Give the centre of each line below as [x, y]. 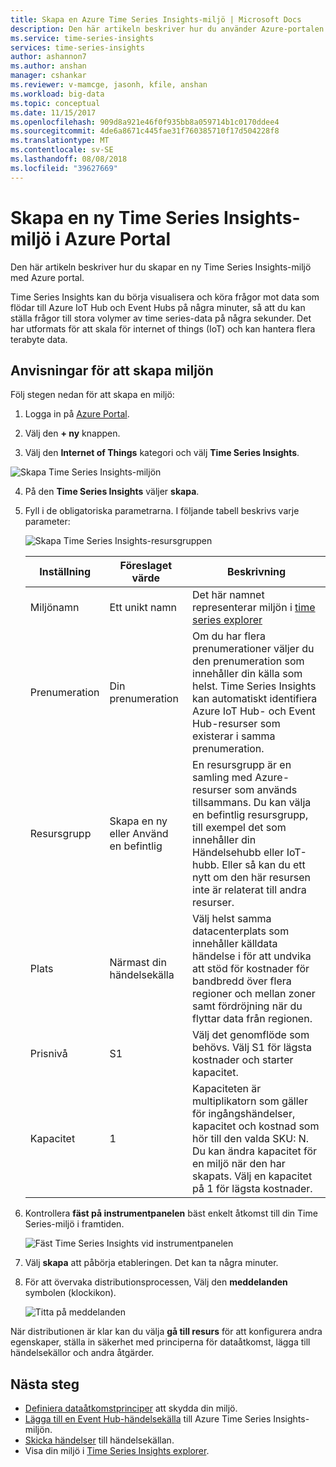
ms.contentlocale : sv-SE [62, 150]
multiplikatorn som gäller [250, 1101]
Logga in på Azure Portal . [77, 414]
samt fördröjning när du [247, 1006]
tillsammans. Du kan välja [252, 803]
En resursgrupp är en [242, 765]
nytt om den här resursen [252, 878]
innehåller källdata [235, 944]
